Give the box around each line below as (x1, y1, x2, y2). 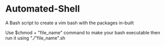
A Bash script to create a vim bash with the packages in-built (5, 20, 134, 26)
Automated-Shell (5, 3, 80, 15)
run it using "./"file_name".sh (5, 35, 66, 41)
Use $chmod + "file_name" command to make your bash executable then (5, 29, 160, 35)
